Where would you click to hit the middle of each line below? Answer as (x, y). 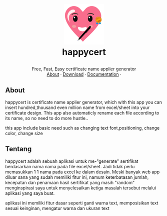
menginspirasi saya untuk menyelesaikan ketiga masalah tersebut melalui (81, 188)
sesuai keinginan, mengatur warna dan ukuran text (57, 208)
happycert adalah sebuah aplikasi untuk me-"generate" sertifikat (72, 161)
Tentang (18, 149)
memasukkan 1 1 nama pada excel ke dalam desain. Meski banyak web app (82, 172)
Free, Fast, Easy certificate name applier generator (84, 69)
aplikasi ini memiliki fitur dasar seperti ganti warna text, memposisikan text (82, 203)
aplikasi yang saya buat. (30, 193)
